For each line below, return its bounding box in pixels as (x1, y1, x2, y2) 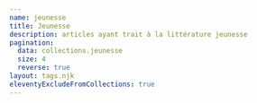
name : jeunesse (9, 13, 67, 22)
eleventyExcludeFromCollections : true (9, 80, 155, 89)
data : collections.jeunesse (17, 47, 124, 56)
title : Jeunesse (9, 21, 70, 30)
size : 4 (17, 55, 47, 64)
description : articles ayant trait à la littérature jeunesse (9, 30, 248, 39)
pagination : (9, 38, 54, 47)
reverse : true (17, 64, 70, 73)
